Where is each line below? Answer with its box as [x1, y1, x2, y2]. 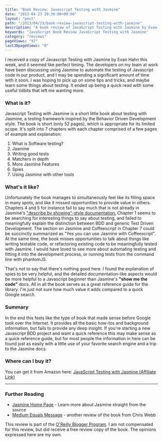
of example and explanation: [5, 131, 62, 137]
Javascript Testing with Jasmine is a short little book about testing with [5, 110, 147, 116]
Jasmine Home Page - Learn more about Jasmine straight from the [12, 402, 147, 408]
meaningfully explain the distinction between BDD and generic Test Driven [5, 220, 154, 226]
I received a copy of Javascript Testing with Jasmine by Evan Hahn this [5, 56, 148, 62]
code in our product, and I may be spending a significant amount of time [5, 72, 149, 78]
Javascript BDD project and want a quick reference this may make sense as [5, 330, 156, 336]
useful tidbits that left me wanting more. [5, 87, 85, 93]
